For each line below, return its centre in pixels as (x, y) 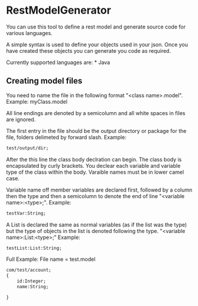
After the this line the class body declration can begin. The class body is (94, 159)
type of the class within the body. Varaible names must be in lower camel (95, 172)
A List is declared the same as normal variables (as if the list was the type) (97, 224)
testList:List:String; (34, 248)
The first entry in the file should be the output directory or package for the (96, 130)
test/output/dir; (27, 148)
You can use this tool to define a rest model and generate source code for (96, 27)
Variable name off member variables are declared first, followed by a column (99, 190)
